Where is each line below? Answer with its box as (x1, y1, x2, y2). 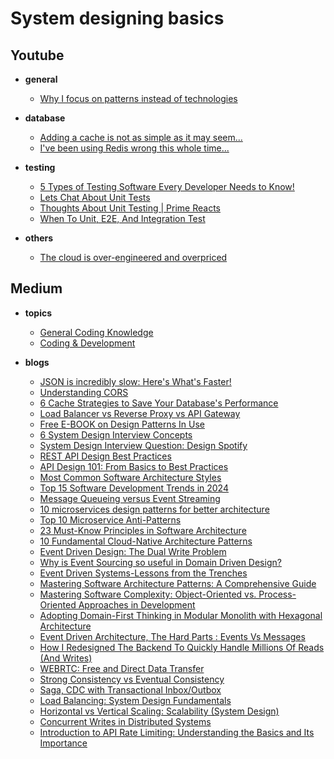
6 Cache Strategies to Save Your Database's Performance (39, 397, 279, 409)
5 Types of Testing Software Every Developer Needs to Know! (39, 181, 295, 192)
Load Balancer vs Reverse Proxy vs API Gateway (39, 407, 241, 419)
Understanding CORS (39, 386, 129, 398)
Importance (39, 737, 88, 749)
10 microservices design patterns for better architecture (39, 503, 270, 515)
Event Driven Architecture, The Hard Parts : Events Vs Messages (39, 630, 306, 642)
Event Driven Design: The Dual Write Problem (39, 545, 227, 557)
